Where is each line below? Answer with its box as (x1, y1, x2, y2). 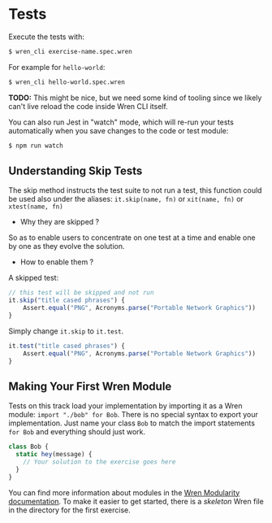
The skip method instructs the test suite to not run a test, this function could (8, 185, 262, 195)
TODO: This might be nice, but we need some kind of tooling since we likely (8, 93, 262, 102)
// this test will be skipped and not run (8, 289, 154, 297)
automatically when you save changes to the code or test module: (8, 125, 229, 135)
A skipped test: (8, 273, 59, 283)
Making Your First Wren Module (8, 379, 172, 393)
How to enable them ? (19, 257, 94, 267)
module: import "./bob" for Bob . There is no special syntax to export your (8, 410, 258, 420)
